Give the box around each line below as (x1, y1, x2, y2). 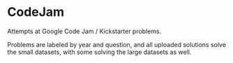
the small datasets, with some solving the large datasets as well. (7, 48, 192, 56)
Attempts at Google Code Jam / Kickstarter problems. (7, 27, 162, 35)
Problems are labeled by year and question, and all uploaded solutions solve (7, 40, 227, 48)
